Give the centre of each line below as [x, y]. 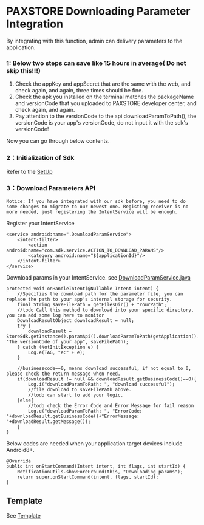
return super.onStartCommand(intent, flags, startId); [88, 477]
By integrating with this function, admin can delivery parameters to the [94, 41]
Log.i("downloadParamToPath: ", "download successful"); [101, 384]
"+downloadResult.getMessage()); [49, 421]
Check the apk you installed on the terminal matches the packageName [104, 97]
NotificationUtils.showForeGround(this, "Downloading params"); [100, 472]
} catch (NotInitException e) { [58, 347]
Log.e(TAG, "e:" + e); [57, 352]
